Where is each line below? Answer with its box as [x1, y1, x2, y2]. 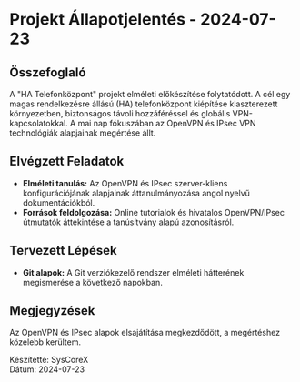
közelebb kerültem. [9, 337, 82, 347]
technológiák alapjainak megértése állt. [9, 127, 156, 138]
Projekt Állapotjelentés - [9, 9, 197, 30]
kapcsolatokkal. [9, 118, 68, 128]
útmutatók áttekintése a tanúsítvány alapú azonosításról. [22, 216, 235, 227]
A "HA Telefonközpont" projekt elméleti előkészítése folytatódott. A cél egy [9, 89, 291, 99]
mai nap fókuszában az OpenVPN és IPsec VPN [77, 118, 256, 128]
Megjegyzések [9, 303, 95, 318]
